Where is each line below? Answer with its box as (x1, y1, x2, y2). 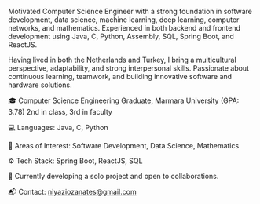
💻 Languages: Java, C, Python (8, 123, 108, 132)
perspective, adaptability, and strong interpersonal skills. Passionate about (8, 64, 250, 73)
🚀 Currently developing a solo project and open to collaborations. (8, 172, 219, 180)
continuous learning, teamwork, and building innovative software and (8, 72, 233, 81)
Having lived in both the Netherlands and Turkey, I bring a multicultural (8, 55, 237, 64)
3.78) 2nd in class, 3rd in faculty (8, 107, 112, 116)
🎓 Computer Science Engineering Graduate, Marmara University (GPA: (8, 96, 240, 105)
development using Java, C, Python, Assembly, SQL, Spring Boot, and (8, 31, 234, 41)
